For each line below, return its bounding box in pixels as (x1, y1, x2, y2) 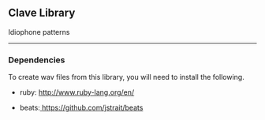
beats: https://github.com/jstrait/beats (19, 103, 144, 113)
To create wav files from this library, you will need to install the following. (8, 73, 244, 82)
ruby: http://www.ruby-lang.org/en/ (19, 88, 135, 97)
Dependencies (8, 54, 65, 66)
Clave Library (8, 6, 76, 20)
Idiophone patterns (8, 27, 70, 36)
